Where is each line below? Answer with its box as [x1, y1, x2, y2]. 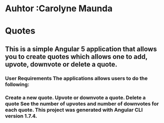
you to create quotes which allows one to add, [5, 52, 148, 61]
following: [5, 81, 30, 88]
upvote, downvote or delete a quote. [5, 60, 118, 69]
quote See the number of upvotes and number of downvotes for [5, 100, 159, 107]
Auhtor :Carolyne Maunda [5, 3, 113, 14]
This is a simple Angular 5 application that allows [5, 45, 157, 53]
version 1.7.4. [5, 112, 38, 119]
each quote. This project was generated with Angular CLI [5, 106, 143, 113]
